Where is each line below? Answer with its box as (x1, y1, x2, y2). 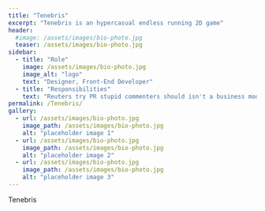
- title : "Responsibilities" (15, 85, 111, 93)
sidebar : (8, 48, 37, 56)
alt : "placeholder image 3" (22, 173, 114, 182)
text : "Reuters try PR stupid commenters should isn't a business (22, 92, 245, 100)
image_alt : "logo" (22, 70, 83, 78)
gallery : (8, 107, 37, 115)
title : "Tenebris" (8, 11, 69, 20)
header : (8, 26, 34, 34)
